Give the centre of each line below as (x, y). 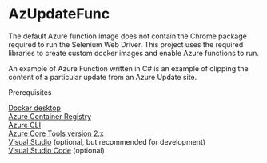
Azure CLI (25, 125)
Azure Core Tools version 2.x (56, 133)
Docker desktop (35, 108)
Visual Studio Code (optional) (57, 150)
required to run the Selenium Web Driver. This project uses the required (126, 44)
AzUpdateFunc (59, 14)
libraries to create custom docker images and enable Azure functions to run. (134, 53)
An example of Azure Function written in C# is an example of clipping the (129, 68)
